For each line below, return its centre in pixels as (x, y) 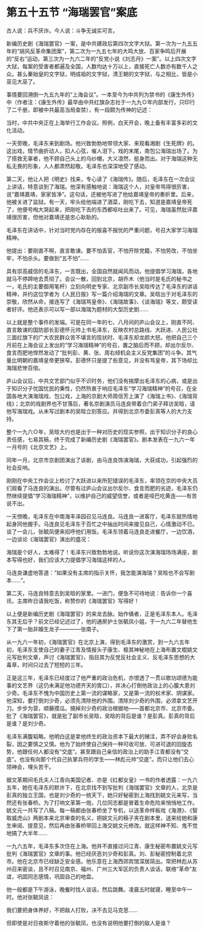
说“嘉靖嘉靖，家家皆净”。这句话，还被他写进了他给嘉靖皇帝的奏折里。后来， (102, 194)
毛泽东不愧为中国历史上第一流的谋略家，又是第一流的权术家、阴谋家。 (110, 693)
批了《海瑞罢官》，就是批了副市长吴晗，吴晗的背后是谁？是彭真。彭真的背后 (101, 716)
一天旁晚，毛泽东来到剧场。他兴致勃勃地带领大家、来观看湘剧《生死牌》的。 (102, 143)
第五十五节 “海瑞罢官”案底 (72, 12)
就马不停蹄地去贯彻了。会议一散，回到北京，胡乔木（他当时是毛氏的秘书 (97, 278)
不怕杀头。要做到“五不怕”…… (53, 258)
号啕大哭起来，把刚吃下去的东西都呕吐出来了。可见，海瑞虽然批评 (110, 209)
